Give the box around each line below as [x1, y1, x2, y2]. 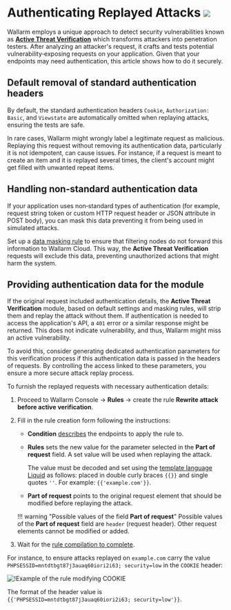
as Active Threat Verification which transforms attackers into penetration [7, 34, 217, 43]
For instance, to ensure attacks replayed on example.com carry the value [7, 553, 210, 562]
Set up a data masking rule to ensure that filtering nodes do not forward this [7, 236, 223, 245]
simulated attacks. [7, 223, 59, 232]
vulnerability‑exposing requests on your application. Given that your [7, 50, 200, 58]
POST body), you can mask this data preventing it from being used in [7, 216, 203, 225]
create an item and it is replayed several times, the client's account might [7, 156, 215, 164]
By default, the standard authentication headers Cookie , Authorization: [7, 105, 210, 114]
